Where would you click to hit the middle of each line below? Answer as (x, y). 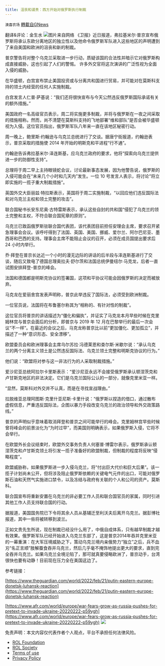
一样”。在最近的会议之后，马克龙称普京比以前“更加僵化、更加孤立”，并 (87, 328)
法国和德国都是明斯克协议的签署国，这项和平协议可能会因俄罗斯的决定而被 (80, 278)
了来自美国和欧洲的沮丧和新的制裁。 (42, 47)
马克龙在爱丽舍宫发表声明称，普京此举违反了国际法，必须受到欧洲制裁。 (78, 295)
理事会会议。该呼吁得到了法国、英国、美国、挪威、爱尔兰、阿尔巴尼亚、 (82, 232)
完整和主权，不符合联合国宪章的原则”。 (49, 216)
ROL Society (25, 647)
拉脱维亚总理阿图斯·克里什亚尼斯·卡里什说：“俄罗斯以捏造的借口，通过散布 (81, 399)
